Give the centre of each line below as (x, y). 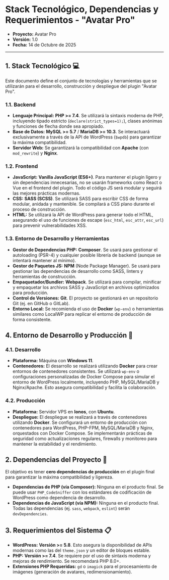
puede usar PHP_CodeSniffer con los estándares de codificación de (82, 492)
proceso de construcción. (39, 209)
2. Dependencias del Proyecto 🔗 (56, 460)
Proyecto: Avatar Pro (34, 34)
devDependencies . (30, 514)
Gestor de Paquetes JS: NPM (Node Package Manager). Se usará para (86, 266)
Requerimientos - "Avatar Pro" (70, 20)
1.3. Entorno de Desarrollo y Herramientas (57, 238)
